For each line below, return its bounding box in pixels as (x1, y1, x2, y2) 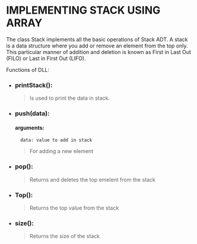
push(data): (14, 109, 50, 118)
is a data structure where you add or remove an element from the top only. (6, 42, 188, 49)
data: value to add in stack (20, 137, 93, 143)
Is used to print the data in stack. (29, 94, 110, 102)
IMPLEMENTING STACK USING (6, 4, 161, 17)
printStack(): (14, 81, 53, 89)
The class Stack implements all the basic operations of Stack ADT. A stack (6, 36, 188, 43)
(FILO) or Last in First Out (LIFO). (6, 55, 86, 62)
